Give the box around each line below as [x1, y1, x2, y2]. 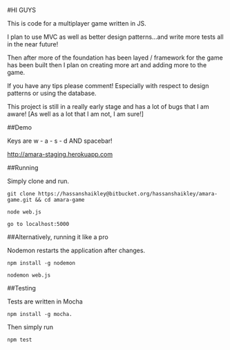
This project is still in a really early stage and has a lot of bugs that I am [7, 103, 209, 110]
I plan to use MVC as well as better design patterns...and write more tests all [7, 33, 224, 41]
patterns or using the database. [7, 89, 97, 97]
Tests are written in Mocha [7, 297, 83, 306]
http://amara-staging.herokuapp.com [7, 150, 113, 158]
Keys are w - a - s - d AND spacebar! [7, 137, 113, 145]
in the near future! [7, 40, 59, 48]
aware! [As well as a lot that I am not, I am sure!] [7, 110, 144, 118]
